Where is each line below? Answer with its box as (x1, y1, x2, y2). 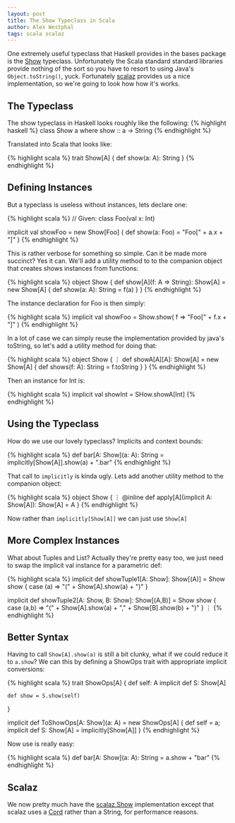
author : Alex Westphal (7, 23, 74, 30)
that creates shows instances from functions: (7, 264, 139, 272)
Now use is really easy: (7, 740, 75, 748)
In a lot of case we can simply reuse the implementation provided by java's (7, 334, 224, 342)
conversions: (7, 665, 45, 674)
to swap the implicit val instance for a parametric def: (7, 561, 162, 569)
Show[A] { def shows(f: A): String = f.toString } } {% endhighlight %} (7, 362, 206, 371)
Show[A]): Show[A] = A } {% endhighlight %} (7, 500, 139, 509)
